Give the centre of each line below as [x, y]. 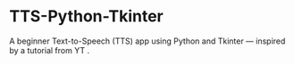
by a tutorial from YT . [50, 50]
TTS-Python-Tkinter [86, 16]
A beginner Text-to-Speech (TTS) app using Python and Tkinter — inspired [147, 41]
